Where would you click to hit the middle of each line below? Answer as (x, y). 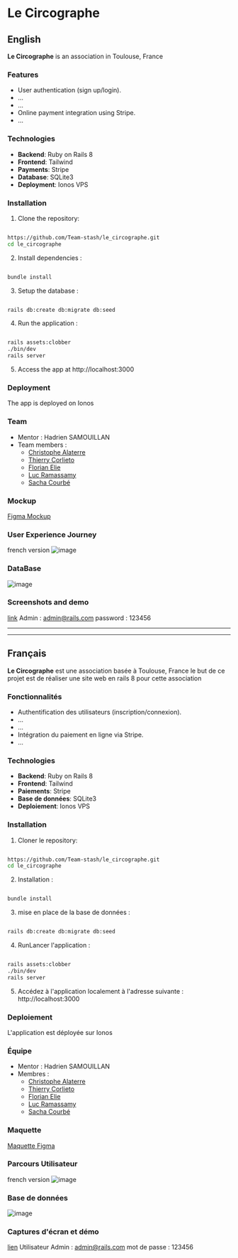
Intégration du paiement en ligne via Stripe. (80, 734)
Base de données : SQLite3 (57, 799)
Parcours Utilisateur (42, 1164)
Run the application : (47, 323)
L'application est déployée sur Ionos (60, 1032)
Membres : (33, 1074)
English (24, 39)
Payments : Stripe (43, 169)
